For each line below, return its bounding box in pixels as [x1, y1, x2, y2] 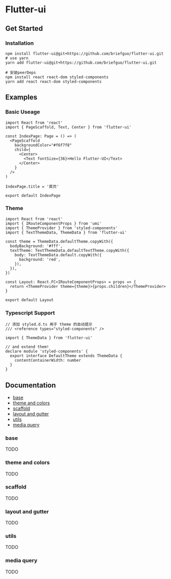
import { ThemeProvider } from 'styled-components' [5, 225, 118, 231]
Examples [5, 93, 37, 102]
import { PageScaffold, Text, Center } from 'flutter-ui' [5, 124, 132, 129]
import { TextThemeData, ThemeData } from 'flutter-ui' [5, 230, 127, 235]
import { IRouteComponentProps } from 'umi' [5, 221, 102, 226]
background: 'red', [18, 257, 60, 262]
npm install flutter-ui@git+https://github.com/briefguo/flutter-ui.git [5, 51, 164, 56]
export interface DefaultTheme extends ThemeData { [10, 353, 123, 359]
